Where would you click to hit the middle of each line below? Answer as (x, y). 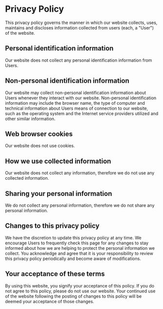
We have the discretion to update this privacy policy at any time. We (73, 238)
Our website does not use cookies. (40, 146)
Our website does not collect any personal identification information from (79, 60)
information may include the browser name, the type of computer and (75, 103)
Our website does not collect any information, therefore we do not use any (80, 173)
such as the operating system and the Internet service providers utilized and (82, 113)
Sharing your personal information (59, 194)
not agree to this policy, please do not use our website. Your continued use (80, 291)
